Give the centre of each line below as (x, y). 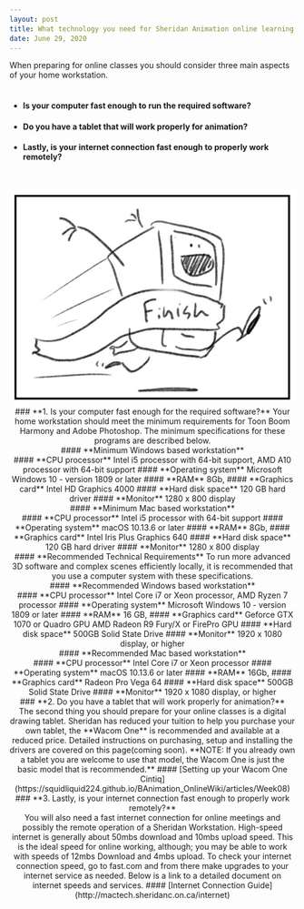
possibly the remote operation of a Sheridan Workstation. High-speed (152, 827)
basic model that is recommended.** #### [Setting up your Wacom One (152, 769)
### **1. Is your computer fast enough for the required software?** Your (152, 411)
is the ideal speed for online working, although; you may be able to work (152, 846)
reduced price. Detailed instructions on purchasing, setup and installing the (152, 740)
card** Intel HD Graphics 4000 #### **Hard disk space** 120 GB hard (152, 489)
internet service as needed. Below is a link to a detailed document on (152, 875)
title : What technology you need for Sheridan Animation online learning (152, 29)
